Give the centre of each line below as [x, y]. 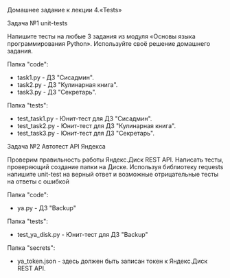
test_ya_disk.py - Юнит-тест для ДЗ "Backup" [83, 235]
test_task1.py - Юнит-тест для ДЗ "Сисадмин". [84, 118]
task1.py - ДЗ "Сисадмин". [55, 77]
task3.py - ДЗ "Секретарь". [57, 92]
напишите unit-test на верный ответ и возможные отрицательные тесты [113, 174]
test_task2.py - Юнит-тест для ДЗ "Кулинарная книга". [96, 126]
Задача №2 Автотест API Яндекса [57, 146]
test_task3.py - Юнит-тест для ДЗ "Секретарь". [86, 133]
